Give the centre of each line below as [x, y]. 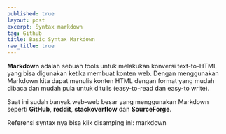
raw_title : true [31, 46]
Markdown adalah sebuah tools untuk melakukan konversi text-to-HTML [112, 66]
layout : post [26, 20]
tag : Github [24, 33]
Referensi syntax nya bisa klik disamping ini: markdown [87, 122]
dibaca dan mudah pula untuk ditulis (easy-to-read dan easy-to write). [108, 88]
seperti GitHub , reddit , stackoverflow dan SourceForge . [90, 109]
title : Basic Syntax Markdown [51, 40]
